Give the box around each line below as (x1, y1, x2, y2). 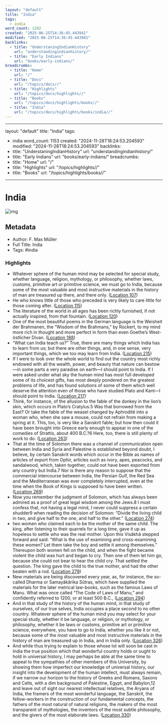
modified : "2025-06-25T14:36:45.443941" (5, 36, 91, 41)
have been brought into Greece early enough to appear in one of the (12, 425, 153, 431)
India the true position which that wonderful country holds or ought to (12, 648, 156, 654)
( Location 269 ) (12, 488, 43, 494)
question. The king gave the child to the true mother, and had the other (12, 563, 158, 569)
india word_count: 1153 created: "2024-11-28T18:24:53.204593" (12, 138, 145, 144)
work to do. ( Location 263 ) (12, 435, 68, 441)
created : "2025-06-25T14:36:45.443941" (5, 31, 88, 36)
